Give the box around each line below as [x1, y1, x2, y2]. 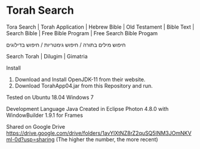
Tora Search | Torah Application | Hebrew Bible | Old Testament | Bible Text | [6, 23, 195, 30]
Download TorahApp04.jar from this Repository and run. [14, 82, 153, 89]
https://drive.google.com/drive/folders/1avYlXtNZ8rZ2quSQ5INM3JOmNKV [6, 129, 192, 136]
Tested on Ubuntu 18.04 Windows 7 [6, 94, 94, 101]
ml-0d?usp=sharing [6, 135, 55, 143]
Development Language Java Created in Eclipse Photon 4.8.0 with [6, 105, 169, 112]
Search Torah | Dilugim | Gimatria [6, 52, 88, 60]
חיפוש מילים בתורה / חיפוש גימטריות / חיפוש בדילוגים [6, 41, 126, 48]
